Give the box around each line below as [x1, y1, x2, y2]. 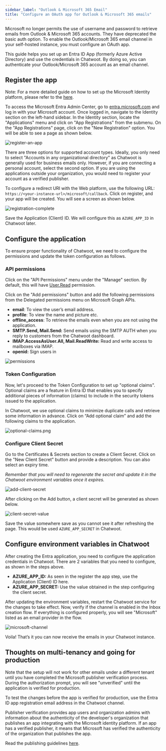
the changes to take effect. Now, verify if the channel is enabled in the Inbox [5, 604, 161, 610]
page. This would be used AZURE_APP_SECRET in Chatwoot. [5, 526, 122, 532]
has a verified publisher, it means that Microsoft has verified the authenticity [5, 725, 161, 731]
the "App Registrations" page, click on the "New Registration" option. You [5, 125, 155, 131]
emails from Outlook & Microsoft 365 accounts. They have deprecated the [5, 31, 157, 37]
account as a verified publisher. [5, 176, 69, 182]
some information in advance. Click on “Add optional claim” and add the [5, 413, 152, 419]
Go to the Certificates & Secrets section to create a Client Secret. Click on [5, 451, 156, 457]
